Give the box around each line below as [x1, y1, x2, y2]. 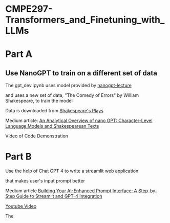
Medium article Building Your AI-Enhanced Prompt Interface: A [5, 188, 137, 194]
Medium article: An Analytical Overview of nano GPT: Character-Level [5, 117, 153, 124]
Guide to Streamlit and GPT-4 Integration [16, 193, 102, 199]
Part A [5, 48, 32, 60]
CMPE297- [5, 3, 53, 15]
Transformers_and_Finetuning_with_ [5, 14, 165, 26]
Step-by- [138, 188, 158, 194]
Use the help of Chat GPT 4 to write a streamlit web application [5, 168, 139, 174]
